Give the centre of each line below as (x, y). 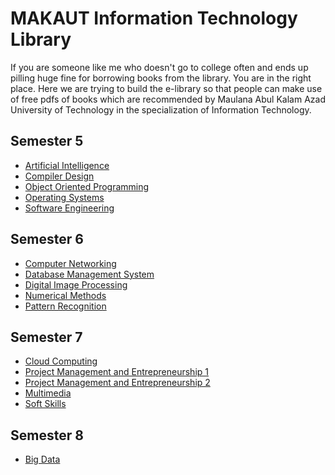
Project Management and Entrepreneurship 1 (116, 372)
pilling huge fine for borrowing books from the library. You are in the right (161, 78)
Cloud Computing (61, 361)
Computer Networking (70, 263)
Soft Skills (45, 404)
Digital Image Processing (76, 284)
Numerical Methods (65, 295)
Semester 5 (47, 141)
